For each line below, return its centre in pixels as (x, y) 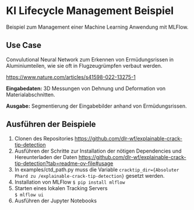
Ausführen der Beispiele (51, 124)
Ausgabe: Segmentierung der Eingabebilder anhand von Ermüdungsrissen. (97, 106)
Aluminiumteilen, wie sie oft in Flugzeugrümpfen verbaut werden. (84, 66)
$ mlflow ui (29, 195)
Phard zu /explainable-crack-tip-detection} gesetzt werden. (89, 175)
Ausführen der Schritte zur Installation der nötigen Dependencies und (98, 151)
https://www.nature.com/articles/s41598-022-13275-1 (71, 77)
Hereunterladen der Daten (46, 157)
